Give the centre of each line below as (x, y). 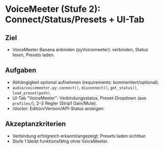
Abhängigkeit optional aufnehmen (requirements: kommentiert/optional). (86, 82)
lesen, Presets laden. (33, 55)
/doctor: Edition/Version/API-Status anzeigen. (58, 108)
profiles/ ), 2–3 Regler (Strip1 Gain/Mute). (55, 103)
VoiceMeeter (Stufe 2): (53, 9)
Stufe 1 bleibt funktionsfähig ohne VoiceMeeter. (60, 141)
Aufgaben (21, 70)
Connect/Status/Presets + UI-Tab (75, 19)
